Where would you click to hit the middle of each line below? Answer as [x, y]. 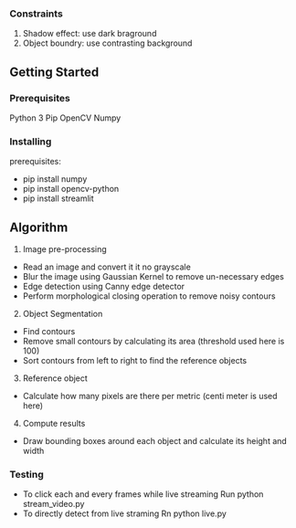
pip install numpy [55, 179]
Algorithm [39, 227]
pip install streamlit [58, 198]
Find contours [49, 332]
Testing [26, 475]
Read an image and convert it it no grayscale [107, 267]
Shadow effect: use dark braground [90, 34]
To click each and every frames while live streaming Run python [143, 494]
